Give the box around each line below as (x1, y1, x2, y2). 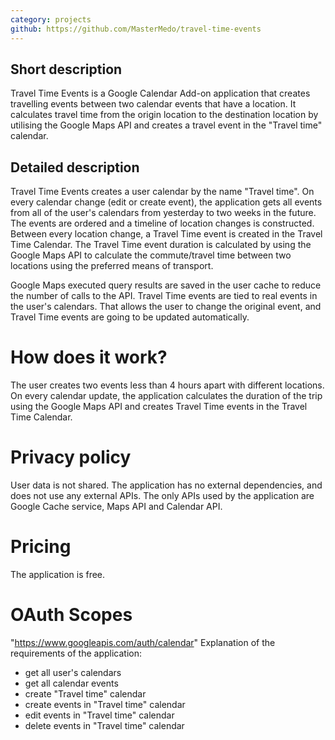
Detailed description (10, 159, 140, 176)
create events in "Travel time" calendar (24, 698, 186, 710)
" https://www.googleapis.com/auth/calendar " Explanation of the (10, 636, 276, 648)
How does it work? (10, 346, 168, 369)
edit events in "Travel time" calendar (24, 709, 175, 721)
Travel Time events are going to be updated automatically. (10, 311, 250, 323)
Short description (10, 61, 123, 78)
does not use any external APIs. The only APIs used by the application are (10, 490, 315, 501)
